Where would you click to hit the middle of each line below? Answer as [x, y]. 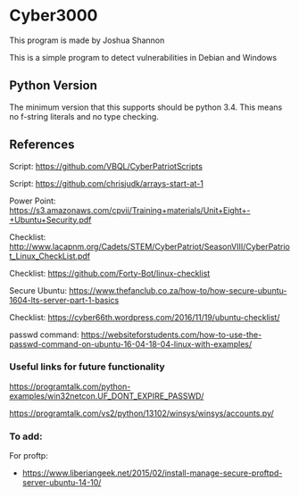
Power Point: [33, 201]
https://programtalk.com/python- [70, 386]
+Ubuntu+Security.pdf [50, 219]
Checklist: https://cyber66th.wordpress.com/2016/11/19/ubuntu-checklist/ [145, 317]
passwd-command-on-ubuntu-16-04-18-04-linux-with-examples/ [131, 343]
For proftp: [29, 456]
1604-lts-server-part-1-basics [64, 300]
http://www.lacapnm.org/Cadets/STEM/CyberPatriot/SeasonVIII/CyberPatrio [149, 246]
